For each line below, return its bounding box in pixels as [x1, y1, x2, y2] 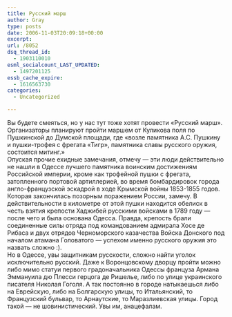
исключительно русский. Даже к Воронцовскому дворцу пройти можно [7, 258, 221, 266]
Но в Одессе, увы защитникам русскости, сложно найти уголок [7, 251, 196, 259]
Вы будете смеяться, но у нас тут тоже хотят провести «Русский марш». [7, 119, 223, 126]
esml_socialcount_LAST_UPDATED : [7, 61, 100, 68]
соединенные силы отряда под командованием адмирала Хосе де [7, 222, 205, 229]
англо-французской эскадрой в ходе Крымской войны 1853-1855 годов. [7, 184, 220, 193]
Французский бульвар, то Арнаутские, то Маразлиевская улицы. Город [7, 295, 218, 302]
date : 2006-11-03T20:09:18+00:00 [7, 29, 104, 37]
